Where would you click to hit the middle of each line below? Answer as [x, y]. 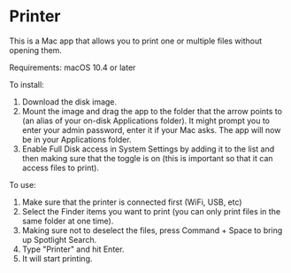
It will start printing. [57, 258]
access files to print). [61, 168]
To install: [27, 84]
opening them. [35, 50]
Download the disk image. [69, 101]
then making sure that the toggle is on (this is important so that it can [147, 158]
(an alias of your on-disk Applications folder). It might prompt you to [145, 121]
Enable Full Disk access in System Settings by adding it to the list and [148, 149]
